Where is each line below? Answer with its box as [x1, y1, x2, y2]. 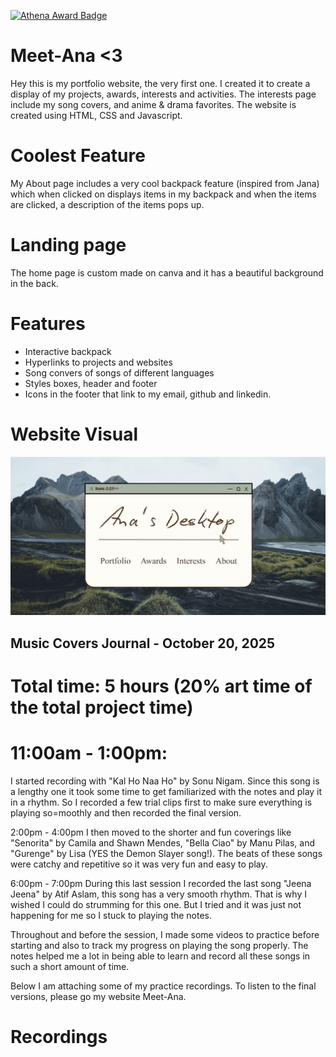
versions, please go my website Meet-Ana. [10, 990, 187, 1002]
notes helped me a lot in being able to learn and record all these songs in [10, 950, 311, 962]
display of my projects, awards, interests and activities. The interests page [10, 88, 317, 100]
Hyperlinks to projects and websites [24, 356, 173, 368]
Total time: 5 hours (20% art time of [10, 675, 313, 697]
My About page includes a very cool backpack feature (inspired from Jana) [10, 177, 320, 189]
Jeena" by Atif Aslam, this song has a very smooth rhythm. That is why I [10, 888, 307, 900]
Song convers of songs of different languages [24, 366, 215, 379]
